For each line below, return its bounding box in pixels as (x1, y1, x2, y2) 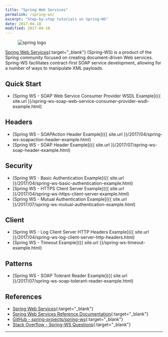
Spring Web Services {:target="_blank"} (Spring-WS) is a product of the (5, 49, 152, 55)
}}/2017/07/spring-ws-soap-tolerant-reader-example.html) (12, 278, 133, 284)
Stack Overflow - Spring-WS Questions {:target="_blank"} (12, 322, 131, 328)
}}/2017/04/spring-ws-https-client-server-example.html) (12, 191, 129, 197)
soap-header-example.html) (12, 147, 71, 153)
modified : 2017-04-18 (5, 26, 50, 31)
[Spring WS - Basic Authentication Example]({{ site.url (12, 175, 124, 181)
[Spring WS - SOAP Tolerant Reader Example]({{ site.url (12, 273, 127, 279)
